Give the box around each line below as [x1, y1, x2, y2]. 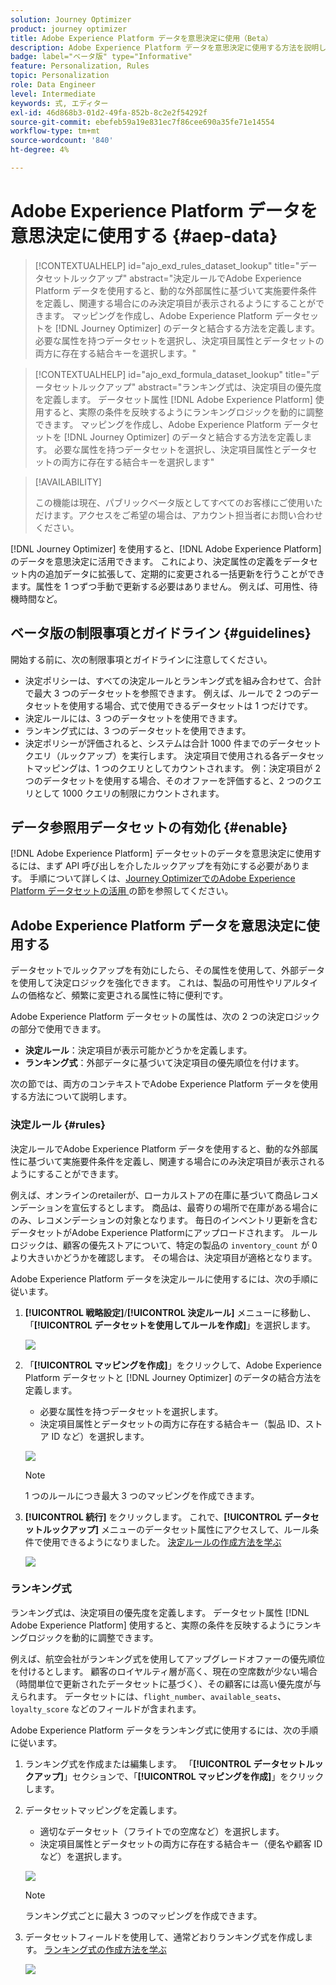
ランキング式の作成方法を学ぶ [44, 1943, 167, 1955]
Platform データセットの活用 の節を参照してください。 [10, 885, 234, 897]
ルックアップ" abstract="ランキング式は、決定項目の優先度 [78, 381, 322, 393]
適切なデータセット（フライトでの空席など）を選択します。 [39, 1825, 285, 1837]
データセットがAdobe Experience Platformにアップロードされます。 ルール [10, 1226, 318, 1238]
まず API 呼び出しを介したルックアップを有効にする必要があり [44, 860, 302, 872]
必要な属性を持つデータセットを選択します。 [39, 1405, 224, 1417]
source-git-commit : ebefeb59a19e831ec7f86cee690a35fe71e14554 [10, 117, 275, 127]
